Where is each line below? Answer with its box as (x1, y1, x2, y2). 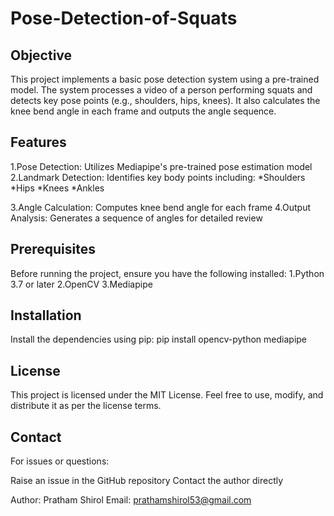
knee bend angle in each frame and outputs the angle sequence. (10, 105, 277, 117)
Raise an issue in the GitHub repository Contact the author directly (10, 475, 284, 487)
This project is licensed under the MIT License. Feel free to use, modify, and (10, 389, 324, 401)
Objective (10, 47, 73, 64)
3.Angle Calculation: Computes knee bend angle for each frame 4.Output (10, 201, 312, 213)
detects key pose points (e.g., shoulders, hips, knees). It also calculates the (10, 95, 321, 106)
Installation (10, 307, 82, 324)
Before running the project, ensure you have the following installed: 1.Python (10, 267, 325, 279)
